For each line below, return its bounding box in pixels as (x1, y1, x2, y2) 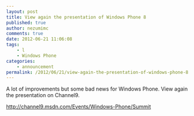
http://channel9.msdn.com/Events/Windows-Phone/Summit (6, 103, 152, 110)
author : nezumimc (6, 25, 49, 31)
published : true (6, 20, 46, 25)
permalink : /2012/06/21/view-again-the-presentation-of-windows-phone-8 (6, 69, 189, 75)
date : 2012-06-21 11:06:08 (6, 36, 73, 42)
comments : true (6, 31, 44, 37)
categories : (6, 58, 35, 64)
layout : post (6, 8, 38, 15)
